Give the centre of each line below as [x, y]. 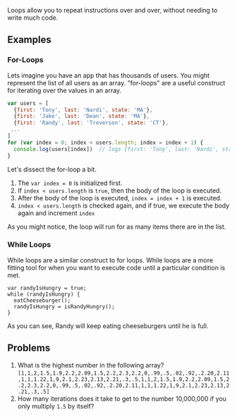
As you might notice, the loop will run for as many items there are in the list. [117, 226]
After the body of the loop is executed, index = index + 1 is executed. [120, 198]
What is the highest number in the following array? [91, 365]
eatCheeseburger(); [42, 300]
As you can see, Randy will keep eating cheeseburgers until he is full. [108, 326]
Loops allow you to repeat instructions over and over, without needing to [113, 10]
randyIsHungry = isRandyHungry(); [64, 306]
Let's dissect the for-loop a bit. [52, 169]
